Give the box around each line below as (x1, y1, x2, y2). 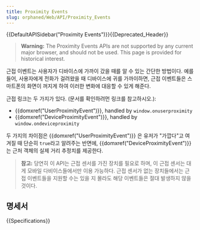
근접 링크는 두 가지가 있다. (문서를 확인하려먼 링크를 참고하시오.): (6, 95, 156, 102)
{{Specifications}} (6, 217, 51, 225)
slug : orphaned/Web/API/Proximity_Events (6, 14, 111, 20)
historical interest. (20, 55, 66, 62)
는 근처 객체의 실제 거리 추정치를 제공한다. (6, 147, 103, 154)
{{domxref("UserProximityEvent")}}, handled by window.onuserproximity (14, 107, 193, 114)
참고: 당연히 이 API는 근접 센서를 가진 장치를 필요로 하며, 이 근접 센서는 (20, 160, 185, 167)
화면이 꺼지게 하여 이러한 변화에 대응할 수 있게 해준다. (26, 82, 151, 90)
